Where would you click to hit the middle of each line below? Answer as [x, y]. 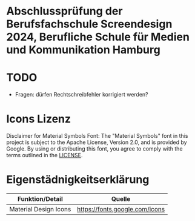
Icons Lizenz [39, 119]
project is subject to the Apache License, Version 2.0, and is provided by [97, 142]
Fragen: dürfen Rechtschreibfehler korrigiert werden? [81, 95]
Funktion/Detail [40, 199]
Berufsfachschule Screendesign [89, 24]
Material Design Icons [40, 209]
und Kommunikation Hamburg [83, 50]
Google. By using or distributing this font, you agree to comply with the [94, 149]
